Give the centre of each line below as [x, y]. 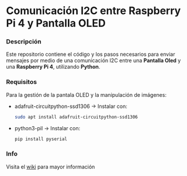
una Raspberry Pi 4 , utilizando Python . [53, 67]
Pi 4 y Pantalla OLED [56, 23]
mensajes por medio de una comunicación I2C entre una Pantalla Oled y [93, 60]
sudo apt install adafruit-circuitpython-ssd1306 [76, 117]
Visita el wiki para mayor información [51, 167]
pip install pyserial [41, 139]
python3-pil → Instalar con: [47, 128]
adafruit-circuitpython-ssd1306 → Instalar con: [71, 106]
